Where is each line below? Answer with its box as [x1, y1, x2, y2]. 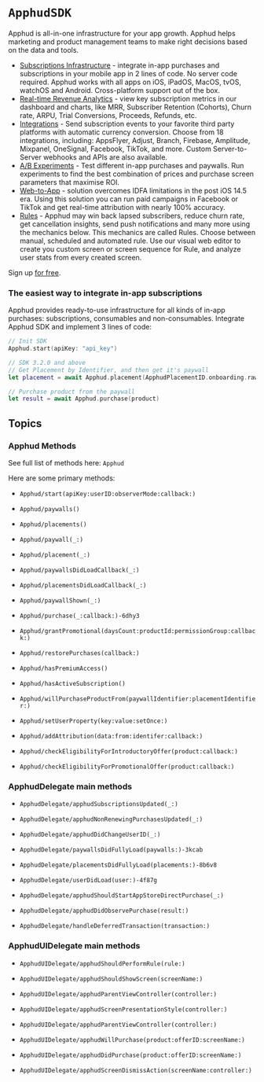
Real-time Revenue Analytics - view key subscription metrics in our [19, 94, 237, 103]
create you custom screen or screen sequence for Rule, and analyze [19, 244, 241, 253]
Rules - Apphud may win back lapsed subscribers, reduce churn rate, [19, 211, 245, 220]
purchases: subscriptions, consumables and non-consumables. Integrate [8, 314, 245, 323]
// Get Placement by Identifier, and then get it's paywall [8, 366, 210, 374]
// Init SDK [8, 337, 47, 345]
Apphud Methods [8, 440, 77, 451]
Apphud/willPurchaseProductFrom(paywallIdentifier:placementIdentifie [19, 695, 256, 703]
